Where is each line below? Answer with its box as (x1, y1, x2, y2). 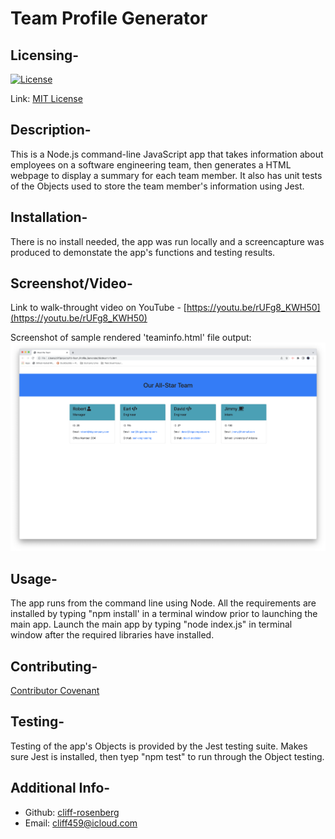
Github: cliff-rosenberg (24, 806, 120, 818)
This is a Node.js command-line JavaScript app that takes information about (10, 148, 324, 160)
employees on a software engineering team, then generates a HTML (10, 158, 292, 171)
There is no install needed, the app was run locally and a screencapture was (10, 235, 325, 247)
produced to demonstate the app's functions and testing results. (10, 246, 276, 258)
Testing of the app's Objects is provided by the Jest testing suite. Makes (10, 740, 308, 752)
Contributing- (10, 658, 98, 675)
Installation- (10, 209, 88, 226)
